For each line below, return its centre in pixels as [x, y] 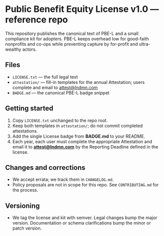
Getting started [29, 109]
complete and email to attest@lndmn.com [55, 87]
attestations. [25, 131]
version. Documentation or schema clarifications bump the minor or [82, 223]
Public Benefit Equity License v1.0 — [82, 9]
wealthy [13, 49]
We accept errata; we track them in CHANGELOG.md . [63, 179]
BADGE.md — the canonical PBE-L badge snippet [61, 92]
